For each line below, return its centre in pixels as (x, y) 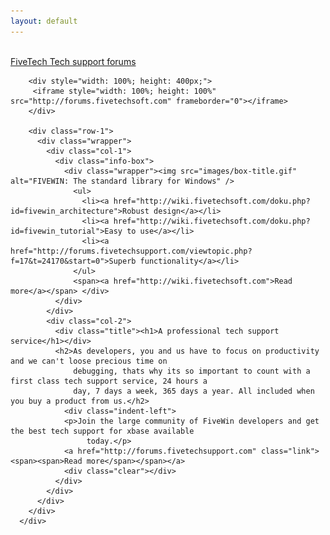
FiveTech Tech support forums (73, 61)
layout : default (44, 21)
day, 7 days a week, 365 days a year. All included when (194, 391)
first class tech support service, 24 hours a (109, 381)
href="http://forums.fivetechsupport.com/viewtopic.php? (131, 251)
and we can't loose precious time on (89, 361)
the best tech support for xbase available (102, 431)
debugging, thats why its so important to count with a (192, 371)
